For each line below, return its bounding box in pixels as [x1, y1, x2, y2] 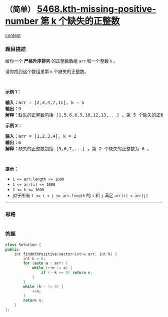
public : [5, 247, 21, 252]
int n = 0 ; [23, 256, 46, 261]
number [5, 15, 39, 27]
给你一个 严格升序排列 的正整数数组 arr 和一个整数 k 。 [5, 58, 118, 64]
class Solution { [5, 242, 41, 247]
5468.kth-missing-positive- [36, 3, 156, 15]
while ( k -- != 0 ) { [23, 284, 64, 289]
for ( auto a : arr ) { [23, 261, 68, 266]
